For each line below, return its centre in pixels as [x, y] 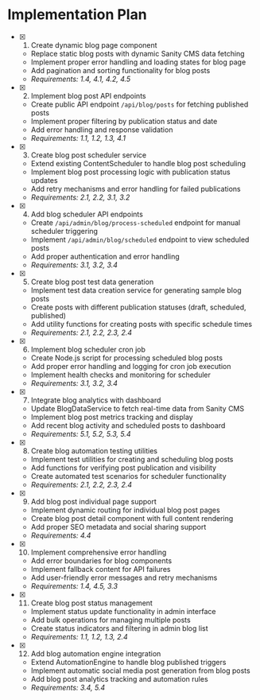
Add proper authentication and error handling [105, 256]
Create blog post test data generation [92, 282]
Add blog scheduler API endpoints [87, 214]
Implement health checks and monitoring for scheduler [121, 375]
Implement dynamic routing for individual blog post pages [125, 510]
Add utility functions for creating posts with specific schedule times [141, 324]
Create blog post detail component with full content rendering [132, 518]
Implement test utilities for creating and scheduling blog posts [132, 459]
